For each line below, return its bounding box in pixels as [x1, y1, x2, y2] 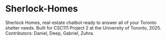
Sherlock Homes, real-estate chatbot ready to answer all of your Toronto [5, 19, 157, 25]
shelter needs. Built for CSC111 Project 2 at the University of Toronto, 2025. [5, 24, 161, 30]
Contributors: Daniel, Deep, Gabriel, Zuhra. [5, 30, 95, 36]
